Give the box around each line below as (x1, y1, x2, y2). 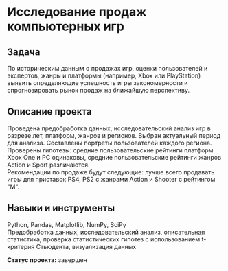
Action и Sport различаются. (7, 161, 91, 169)
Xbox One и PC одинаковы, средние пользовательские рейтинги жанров (7, 153, 222, 161)
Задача (7, 46, 41, 58)
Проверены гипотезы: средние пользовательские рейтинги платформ (7, 145, 214, 154)
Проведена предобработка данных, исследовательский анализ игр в (7, 124, 211, 132)
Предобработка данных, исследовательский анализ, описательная (7, 228, 205, 236)
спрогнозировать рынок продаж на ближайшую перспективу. (7, 86, 190, 94)
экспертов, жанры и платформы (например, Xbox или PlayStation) (7, 71, 201, 80)
